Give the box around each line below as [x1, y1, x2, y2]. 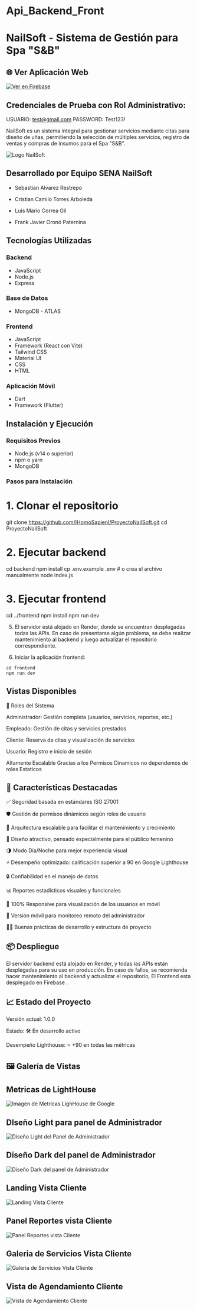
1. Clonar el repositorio [6, 499, 119, 513]
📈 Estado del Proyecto [6, 997, 91, 1007]
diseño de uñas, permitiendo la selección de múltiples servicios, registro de [6, 134, 190, 140]
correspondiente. [14, 642, 57, 649]
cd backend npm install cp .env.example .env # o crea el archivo [6, 565, 162, 572]
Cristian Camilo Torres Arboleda [14, 195, 93, 202]
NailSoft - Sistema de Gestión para [6, 31, 179, 45]
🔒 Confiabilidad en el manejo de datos [6, 873, 98, 880]
